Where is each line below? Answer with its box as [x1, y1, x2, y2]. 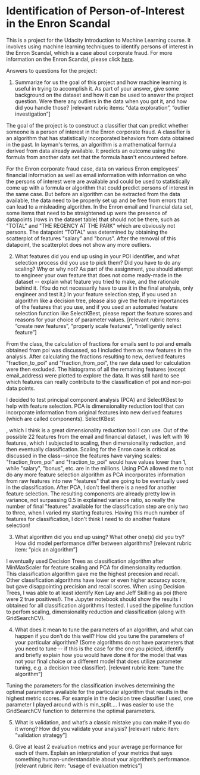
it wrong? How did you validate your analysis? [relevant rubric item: [14, 725, 180, 732]
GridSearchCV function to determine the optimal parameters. [6, 707, 156, 714]
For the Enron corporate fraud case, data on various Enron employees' [6, 165, 180, 172]
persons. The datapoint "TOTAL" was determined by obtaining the [6, 228, 168, 235]
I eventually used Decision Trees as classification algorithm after [6, 557, 164, 565]
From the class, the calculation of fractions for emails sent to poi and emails [6, 340, 192, 347]
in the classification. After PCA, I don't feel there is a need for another [6, 483, 177, 491]
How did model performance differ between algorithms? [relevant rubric [14, 540, 192, 547]
